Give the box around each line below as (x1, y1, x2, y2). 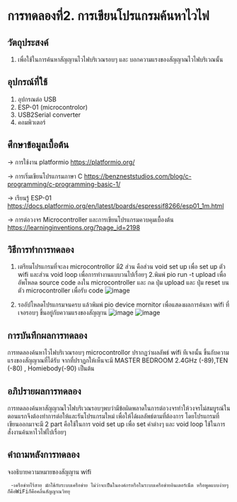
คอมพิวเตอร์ (17, 118, 46, 126)
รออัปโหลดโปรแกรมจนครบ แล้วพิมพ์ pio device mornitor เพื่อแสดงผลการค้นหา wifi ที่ (17, 300, 230, 309)
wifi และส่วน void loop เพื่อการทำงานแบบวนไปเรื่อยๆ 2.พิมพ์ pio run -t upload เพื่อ (17, 270, 226, 279)
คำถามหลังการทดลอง (7, 449, 80, 461)
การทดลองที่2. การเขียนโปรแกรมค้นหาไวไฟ (7, 8, 210, 24)
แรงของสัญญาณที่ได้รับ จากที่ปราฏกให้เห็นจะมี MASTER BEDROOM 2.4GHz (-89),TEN (7, 356, 229, 365)
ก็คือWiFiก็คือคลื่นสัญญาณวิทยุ (7, 488, 71, 495)
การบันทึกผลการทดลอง (7, 329, 88, 341)
